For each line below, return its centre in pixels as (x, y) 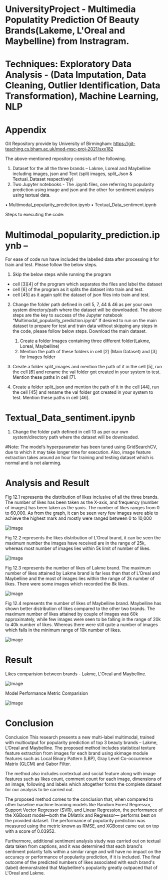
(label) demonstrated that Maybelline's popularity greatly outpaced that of (81, 867)
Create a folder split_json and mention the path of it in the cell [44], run (85, 387)
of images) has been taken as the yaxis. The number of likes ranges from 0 (82, 508)
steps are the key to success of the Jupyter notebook (67, 315)
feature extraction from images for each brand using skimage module (77, 753)
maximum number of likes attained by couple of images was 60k (72, 614)
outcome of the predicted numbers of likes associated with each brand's (80, 862)
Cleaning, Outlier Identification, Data (83, 86)
